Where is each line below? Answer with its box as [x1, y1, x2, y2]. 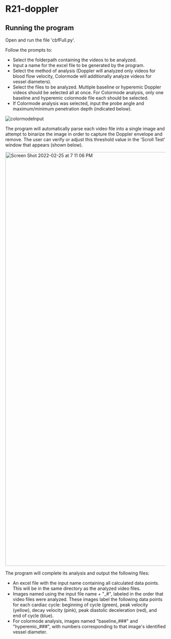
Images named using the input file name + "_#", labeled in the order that [12, 591, 164, 597]
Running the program [5, 24, 74, 32]
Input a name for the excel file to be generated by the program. [12, 62, 145, 68]
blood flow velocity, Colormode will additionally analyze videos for [12, 73, 152, 79]
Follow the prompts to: [5, 47, 52, 53]
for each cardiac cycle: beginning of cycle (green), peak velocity [12, 602, 149, 608]
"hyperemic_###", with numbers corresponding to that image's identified [12, 624, 166, 629]
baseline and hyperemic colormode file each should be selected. [12, 95, 149, 101]
